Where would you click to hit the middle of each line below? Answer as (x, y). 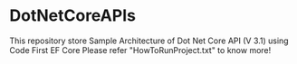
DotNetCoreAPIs (72, 16)
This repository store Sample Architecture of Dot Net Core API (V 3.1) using (149, 41)
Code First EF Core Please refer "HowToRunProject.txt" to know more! (140, 50)
